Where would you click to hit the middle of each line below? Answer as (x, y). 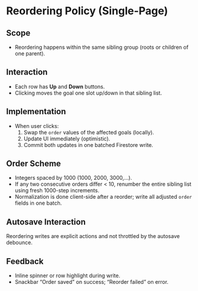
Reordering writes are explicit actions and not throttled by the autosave (93, 236)
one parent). (30, 54)
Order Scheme (34, 164)
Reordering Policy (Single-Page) (87, 11)
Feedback (25, 261)
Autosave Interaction (46, 222)
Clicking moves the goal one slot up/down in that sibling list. (88, 93)
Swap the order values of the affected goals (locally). (89, 132)
